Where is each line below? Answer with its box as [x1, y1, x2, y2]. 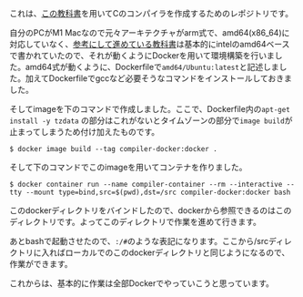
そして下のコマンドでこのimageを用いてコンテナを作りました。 [9, 162, 247, 172]
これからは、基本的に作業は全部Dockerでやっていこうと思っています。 [9, 278, 275, 289]
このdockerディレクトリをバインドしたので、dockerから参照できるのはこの [9, 205, 292, 216]
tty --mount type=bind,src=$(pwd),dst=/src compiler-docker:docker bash [9, 188, 291, 197]
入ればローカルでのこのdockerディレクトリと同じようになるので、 [40, 247, 290, 258]
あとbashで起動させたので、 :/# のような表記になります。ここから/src [9, 236, 269, 246]
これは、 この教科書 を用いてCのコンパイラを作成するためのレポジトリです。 [9, 8, 294, 18]
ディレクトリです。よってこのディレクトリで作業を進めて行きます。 [9, 217, 262, 227]
